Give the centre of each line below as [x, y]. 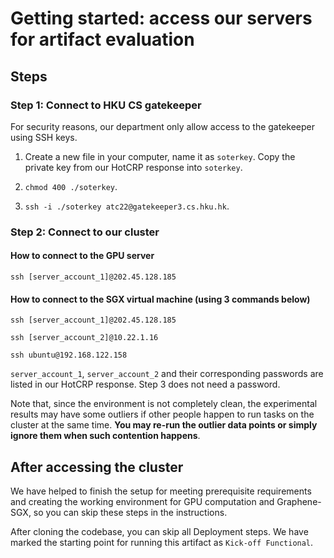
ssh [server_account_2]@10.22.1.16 [84, 338]
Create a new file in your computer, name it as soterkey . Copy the [160, 156]
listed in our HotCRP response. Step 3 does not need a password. [145, 384]
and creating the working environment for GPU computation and [142, 502]
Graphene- [299, 502]
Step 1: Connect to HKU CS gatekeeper [106, 105]
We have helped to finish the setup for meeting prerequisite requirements [161, 491]
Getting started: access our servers [161, 18]
